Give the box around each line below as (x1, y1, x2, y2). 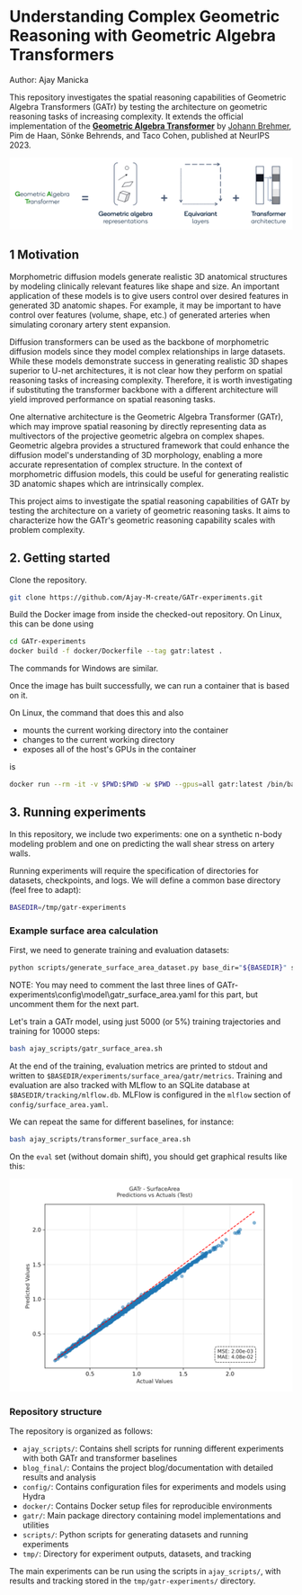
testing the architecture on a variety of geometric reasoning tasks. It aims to (9, 505, 290, 516)
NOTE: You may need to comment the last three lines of (9, 979, 216, 990)
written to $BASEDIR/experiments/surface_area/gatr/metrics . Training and (9, 1069, 283, 1081)
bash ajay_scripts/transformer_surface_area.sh (9, 1134, 191, 1144)
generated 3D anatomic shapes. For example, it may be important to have (9, 300, 281, 311)
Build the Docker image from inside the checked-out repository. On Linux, (9, 609, 283, 620)
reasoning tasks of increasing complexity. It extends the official (9, 111, 244, 122)
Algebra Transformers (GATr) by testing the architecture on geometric (9, 101, 268, 112)
